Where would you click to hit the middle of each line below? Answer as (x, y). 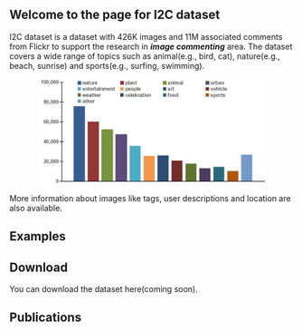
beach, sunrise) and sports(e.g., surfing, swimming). (107, 65)
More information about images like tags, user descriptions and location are (150, 198)
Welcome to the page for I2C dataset (115, 15)
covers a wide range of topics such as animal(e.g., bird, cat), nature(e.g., (145, 56)
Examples (38, 236)
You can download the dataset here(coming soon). (104, 289)
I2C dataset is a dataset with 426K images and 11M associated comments (146, 36)
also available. (36, 208)
